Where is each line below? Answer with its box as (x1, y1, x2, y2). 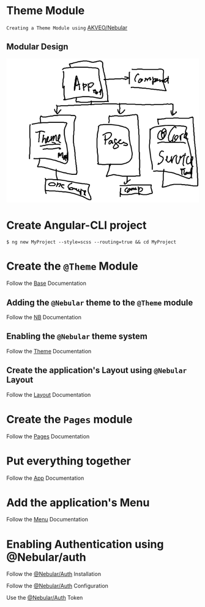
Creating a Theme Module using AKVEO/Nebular (6, 24, 127, 31)
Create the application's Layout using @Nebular (6, 365, 187, 376)
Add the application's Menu (6, 496, 150, 509)
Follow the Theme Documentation (6, 347, 92, 355)
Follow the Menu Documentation (6, 516, 89, 523)
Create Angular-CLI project (6, 218, 147, 232)
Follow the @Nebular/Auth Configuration (6, 582, 109, 590)
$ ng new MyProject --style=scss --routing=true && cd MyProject (6, 239, 176, 245)
